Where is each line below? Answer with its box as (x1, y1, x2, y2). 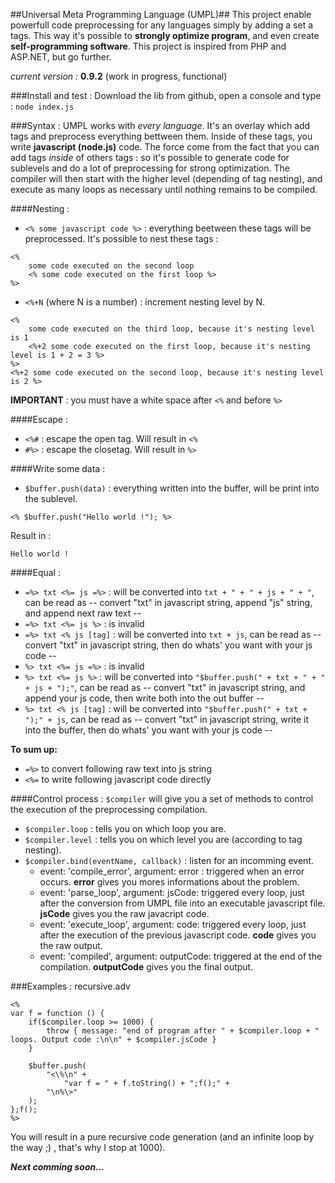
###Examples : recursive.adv (10, 980, 131, 992)
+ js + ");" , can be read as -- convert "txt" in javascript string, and (24, 682, 306, 693)
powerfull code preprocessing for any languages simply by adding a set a (10, 19, 314, 31)
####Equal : (10, 567, 61, 578)
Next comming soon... (10, 1161, 105, 1173)
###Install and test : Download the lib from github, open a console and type (10, 90, 322, 101)
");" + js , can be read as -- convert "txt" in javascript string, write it (24, 714, 310, 725)
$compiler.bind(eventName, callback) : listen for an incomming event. (24, 855, 314, 866)
